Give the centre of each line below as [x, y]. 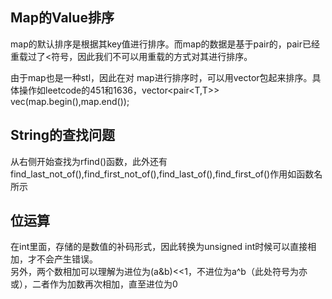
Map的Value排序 [62, 18]
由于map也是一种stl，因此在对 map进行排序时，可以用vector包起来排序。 [161, 77]
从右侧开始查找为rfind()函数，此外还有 [89, 161]
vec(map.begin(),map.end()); [70, 101]
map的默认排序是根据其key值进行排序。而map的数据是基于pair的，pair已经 [165, 44]
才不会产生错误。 [62, 259]
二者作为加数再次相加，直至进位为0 [104, 284]
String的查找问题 [63, 135]
